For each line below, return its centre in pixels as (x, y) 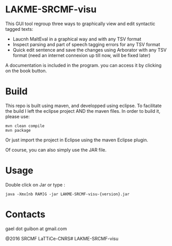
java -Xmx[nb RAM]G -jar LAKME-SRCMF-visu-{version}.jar (68, 194)
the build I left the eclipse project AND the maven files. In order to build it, (83, 111)
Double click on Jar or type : (35, 184)
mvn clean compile (25, 126)
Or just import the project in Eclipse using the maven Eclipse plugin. (77, 140)
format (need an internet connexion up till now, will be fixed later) (81, 55)
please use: (17, 116)
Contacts (25, 214)
